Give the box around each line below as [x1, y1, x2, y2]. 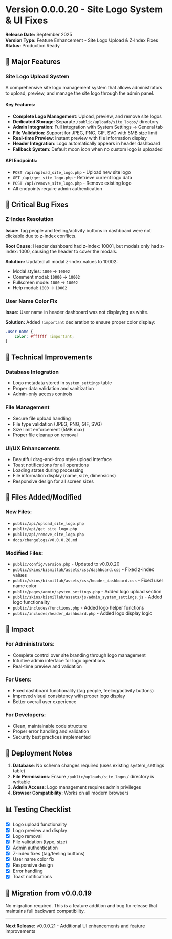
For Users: [5, 676, 32, 683]
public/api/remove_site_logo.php [12, 532, 84, 537]
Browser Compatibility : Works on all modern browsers [12, 790, 129, 796]
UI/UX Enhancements [5, 445, 60, 452]
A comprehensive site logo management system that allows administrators [5, 84, 163, 90]
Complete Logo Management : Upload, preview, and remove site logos [12, 113, 162, 119]
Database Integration [5, 368, 59, 375]
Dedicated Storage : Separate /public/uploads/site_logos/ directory [12, 118, 159, 124]
